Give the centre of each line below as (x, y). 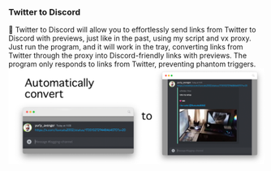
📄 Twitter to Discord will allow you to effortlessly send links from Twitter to (132, 30)
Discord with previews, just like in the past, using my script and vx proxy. (130, 38)
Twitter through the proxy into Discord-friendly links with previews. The (128, 56)
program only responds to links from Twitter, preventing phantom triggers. (132, 64)
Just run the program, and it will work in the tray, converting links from (126, 47)
